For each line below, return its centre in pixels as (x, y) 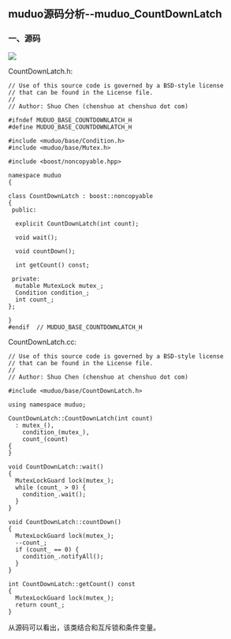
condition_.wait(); (54, 494)
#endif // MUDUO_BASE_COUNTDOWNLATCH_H (76, 327)
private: (26, 278)
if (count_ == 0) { (47, 549)
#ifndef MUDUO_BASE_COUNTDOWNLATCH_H (70, 120)
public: (24, 210)
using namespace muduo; (47, 405)
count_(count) (45, 439)
